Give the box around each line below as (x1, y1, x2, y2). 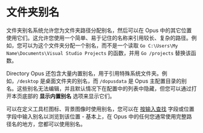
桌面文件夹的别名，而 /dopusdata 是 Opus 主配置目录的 (45, 77, 182, 85)
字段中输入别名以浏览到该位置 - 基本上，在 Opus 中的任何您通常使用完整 (6, 112, 187, 120)
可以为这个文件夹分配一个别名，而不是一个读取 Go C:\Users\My (22, 42, 178, 49)
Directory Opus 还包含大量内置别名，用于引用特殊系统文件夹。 (6, 70, 162, 77)
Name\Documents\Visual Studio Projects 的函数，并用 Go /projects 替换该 (6, 49, 192, 56)
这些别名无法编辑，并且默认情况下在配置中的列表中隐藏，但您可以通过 (16, 85, 192, 92)
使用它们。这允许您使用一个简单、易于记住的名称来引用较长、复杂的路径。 (6, 34, 192, 41)
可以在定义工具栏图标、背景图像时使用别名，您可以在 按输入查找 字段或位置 (6, 105, 195, 112)
